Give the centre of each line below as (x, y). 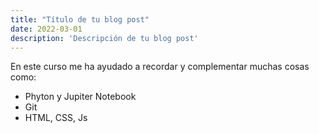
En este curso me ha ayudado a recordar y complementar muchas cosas (160, 67)
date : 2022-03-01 (46, 29)
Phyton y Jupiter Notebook (80, 97)
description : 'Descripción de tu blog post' (104, 38)
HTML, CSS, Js (56, 118)
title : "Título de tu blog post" (80, 19)
